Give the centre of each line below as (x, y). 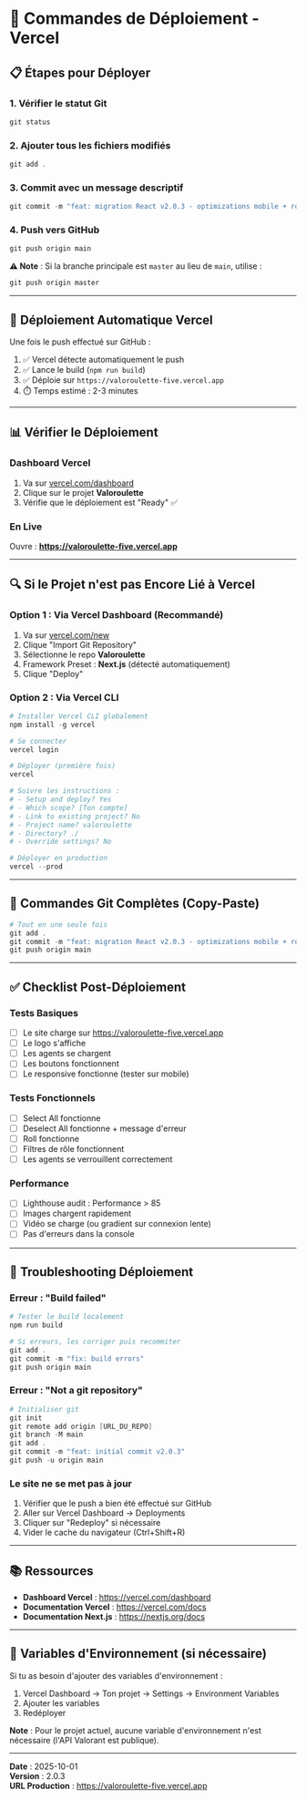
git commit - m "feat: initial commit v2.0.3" (97, 1452)
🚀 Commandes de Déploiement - (134, 19)
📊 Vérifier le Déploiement (84, 432)
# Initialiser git (44, 1409)
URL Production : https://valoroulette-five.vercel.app (108, 1785)
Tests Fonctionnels (52, 1098)
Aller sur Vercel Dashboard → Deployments (104, 1513)
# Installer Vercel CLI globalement (79, 716)
